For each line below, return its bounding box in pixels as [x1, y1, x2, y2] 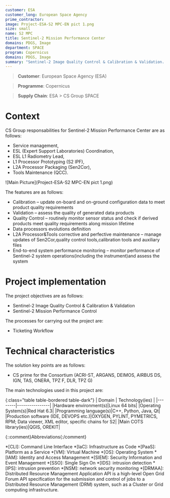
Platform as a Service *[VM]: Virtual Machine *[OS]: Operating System [5, 449, 154, 455]
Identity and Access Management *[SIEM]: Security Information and [19, 454, 162, 460]
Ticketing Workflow [12, 328, 54, 334]
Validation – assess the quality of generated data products [12, 210, 134, 216]
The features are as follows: [5, 189, 63, 195]
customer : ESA [5, 7, 36, 13]
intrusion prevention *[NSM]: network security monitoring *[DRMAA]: [17, 465, 164, 472]
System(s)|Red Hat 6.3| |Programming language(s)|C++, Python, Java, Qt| [5, 408, 160, 414]
